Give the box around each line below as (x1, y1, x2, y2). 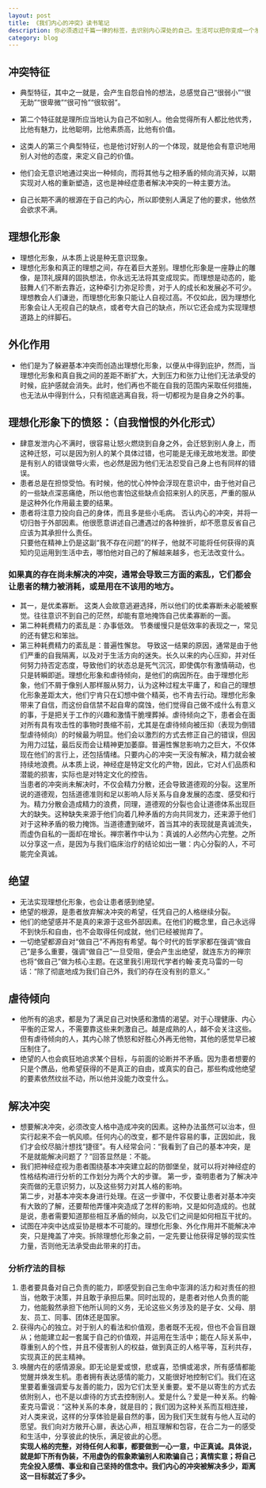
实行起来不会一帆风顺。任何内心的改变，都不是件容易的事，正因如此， (19, 1132, 249, 1142)
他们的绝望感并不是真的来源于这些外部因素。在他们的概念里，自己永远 (19, 916, 249, 926)
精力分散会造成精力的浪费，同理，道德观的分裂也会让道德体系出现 (33, 799, 249, 808)
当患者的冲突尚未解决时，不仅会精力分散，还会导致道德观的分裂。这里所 (19, 779, 256, 788)
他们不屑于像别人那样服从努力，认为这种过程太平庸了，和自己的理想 (33, 680, 256, 689)
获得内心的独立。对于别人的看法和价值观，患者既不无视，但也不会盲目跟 (19, 1322, 256, 1332)
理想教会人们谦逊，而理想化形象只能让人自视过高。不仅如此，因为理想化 (19, 292, 256, 302)
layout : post (8, 11, 51, 20)
